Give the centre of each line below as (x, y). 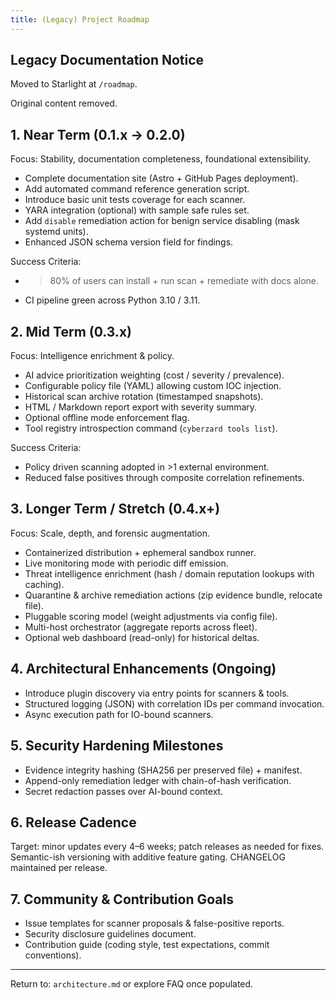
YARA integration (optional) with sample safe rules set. (137, 210)
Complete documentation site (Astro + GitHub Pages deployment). (161, 178)
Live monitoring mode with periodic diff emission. (126, 563)
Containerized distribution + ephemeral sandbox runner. (140, 552)
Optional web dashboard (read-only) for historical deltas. (142, 637)
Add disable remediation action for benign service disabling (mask (162, 221)
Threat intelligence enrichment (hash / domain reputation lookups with (169, 573)
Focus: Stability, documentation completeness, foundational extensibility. (160, 159)
